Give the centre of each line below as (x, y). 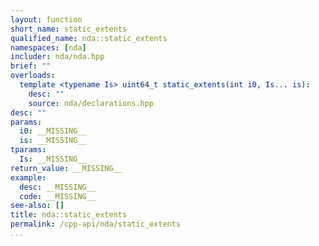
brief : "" (31, 66)
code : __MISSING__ (58, 196)
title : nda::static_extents (69, 215)
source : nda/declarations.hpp (91, 103)
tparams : (28, 150)
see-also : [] (37, 206)
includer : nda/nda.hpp (57, 57)
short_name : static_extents (69, 29)
